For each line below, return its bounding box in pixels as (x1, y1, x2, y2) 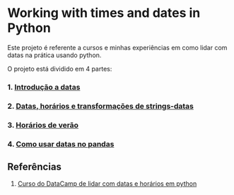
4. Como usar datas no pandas (7, 139, 115, 149)
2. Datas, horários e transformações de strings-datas (7, 101, 194, 111)
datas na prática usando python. (7, 51, 102, 59)
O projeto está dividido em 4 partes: (7, 64, 112, 73)
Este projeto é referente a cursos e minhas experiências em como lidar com (7, 43, 228, 52)
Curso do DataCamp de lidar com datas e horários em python (17, 179, 197, 188)
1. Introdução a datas (7, 82, 81, 92)
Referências (7, 161, 62, 173)
